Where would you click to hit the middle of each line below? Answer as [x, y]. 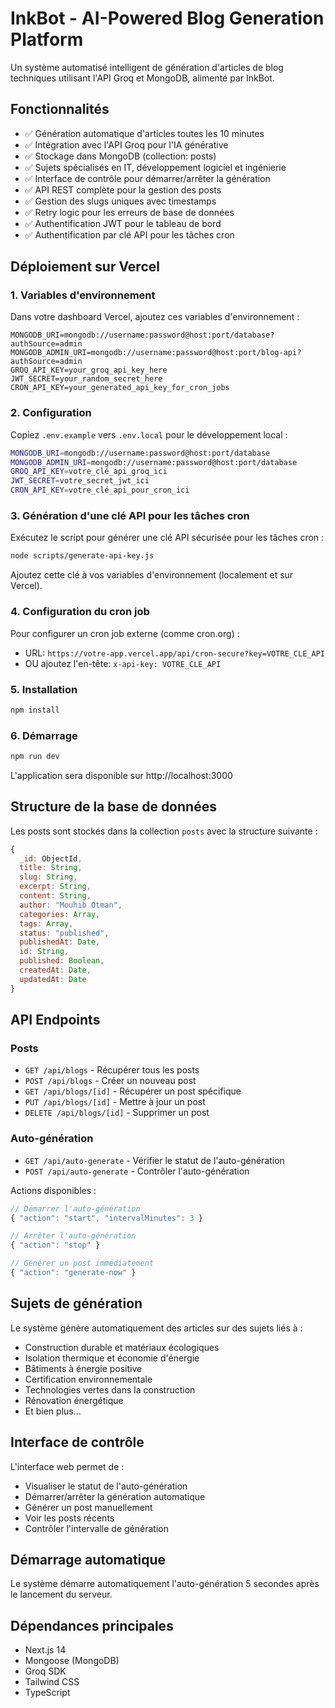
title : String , [51, 868]
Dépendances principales [92, 1625]
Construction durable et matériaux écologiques [122, 1347]
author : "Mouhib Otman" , [71, 905]
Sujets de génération [76, 1303]
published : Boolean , [62, 961]
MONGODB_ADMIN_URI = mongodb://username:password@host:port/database [154, 462]
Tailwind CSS [52, 1682]
